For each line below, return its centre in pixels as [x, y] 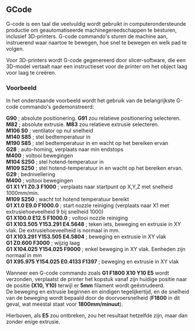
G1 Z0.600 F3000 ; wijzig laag [43, 243]
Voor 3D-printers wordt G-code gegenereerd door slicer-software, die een [96, 60]
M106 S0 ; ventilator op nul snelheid [50, 131]
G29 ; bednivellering [31, 174]
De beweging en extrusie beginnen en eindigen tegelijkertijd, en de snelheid [97, 292]
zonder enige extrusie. [33, 322]
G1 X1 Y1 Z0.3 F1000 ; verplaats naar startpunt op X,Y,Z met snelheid [89, 187]
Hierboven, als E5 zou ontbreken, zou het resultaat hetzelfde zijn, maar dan [97, 316]
